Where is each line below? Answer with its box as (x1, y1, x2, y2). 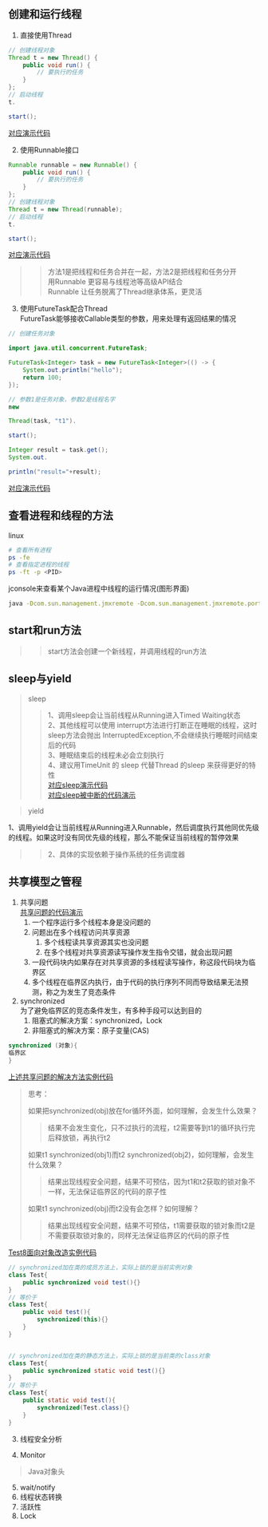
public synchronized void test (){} (22, 1278, 141, 1287)
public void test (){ (22, 1308, 91, 1316)
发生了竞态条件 (66, 987, 116, 997)
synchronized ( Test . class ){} (37, 1403, 130, 1411)
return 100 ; (22, 374, 62, 382)
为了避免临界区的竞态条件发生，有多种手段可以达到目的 (19, 1006, 202, 1015)
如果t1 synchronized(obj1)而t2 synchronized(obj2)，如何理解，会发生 (27, 1150, 254, 1160)
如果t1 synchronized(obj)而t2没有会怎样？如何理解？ (27, 1204, 199, 1213)
